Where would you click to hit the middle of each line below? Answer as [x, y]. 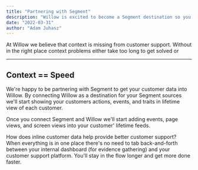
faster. [14, 162]
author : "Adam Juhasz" [34, 28]
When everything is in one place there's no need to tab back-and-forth [92, 143]
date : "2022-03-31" [30, 22]
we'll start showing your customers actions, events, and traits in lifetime [93, 102]
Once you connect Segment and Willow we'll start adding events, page [92, 119]
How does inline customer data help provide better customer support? [91, 137]
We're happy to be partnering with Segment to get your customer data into [97, 89]
